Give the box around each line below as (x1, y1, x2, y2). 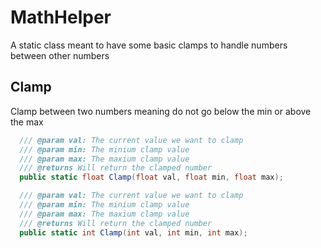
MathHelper (10, 6, 112, 29)
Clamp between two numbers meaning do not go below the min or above (10, 105, 312, 117)
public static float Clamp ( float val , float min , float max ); (19, 172, 284, 183)
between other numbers (10, 49, 110, 61)
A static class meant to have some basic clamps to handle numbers (10, 39, 288, 51)
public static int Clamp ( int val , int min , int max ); (19, 227, 248, 238)
